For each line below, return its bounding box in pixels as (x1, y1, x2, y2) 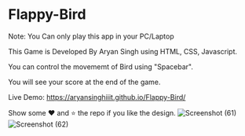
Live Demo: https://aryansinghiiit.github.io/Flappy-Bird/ (8, 92, 186, 101)
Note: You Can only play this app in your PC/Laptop (8, 31, 174, 41)
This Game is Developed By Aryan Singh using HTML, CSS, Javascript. (8, 46, 238, 56)
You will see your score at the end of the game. (8, 77, 161, 86)
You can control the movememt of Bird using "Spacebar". (8, 61, 194, 72)
